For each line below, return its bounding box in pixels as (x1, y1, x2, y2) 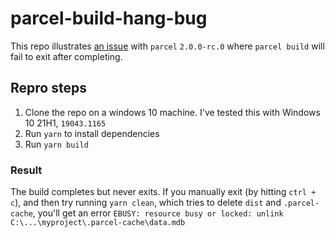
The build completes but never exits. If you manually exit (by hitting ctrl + (10, 186, 317, 198)
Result (10, 163, 43, 177)
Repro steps (10, 80, 87, 97)
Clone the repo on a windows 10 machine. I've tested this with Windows (24, 106, 321, 118)
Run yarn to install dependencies (24, 127, 160, 139)
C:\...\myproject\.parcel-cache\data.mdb (10, 218, 186, 228)
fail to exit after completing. (10, 50, 123, 62)
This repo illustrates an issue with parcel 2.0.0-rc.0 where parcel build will (10, 40, 325, 52)
